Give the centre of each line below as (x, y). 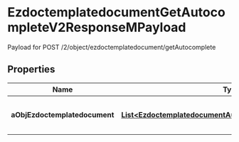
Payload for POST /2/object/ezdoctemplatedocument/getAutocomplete (112, 47)
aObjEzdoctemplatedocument (63, 114)
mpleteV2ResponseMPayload (97, 27)
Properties (31, 69)
